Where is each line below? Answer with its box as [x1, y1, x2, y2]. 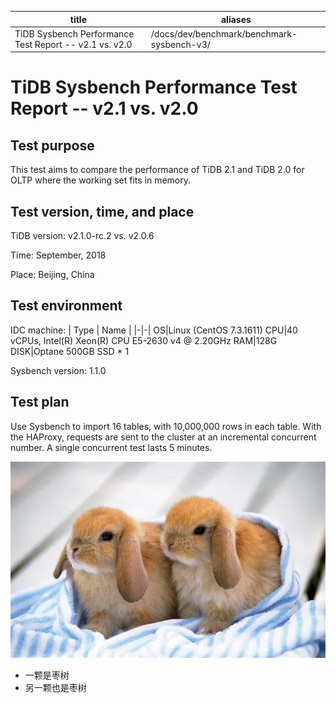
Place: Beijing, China [10, 269, 95, 281]
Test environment [10, 297, 123, 315]
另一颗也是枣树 [24, 682, 87, 694]
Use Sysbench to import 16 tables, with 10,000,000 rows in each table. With [10, 420, 322, 432]
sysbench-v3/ [150, 38, 211, 50]
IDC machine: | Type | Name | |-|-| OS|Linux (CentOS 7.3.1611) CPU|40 [10, 324, 298, 336]
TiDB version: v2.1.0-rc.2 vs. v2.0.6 [10, 230, 155, 242]
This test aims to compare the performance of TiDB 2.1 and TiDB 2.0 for [10, 164, 305, 176]
